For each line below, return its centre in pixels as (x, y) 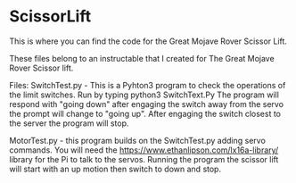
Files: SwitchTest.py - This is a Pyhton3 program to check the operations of (148, 85)
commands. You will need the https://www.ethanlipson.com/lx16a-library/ (144, 150)
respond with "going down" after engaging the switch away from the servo (146, 104)
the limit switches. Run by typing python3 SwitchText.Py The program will (144, 95)
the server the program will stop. (69, 123)
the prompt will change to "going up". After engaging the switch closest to (145, 113)
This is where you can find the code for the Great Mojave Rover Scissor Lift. (148, 41)
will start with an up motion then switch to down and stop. (115, 169)
